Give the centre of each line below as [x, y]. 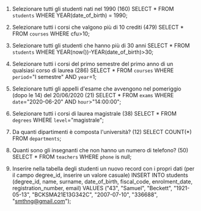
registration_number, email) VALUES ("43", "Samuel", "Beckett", [92, 188]
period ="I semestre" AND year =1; [54, 77]
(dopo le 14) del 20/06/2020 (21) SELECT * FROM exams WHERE [93, 95]
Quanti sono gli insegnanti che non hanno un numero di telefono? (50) [100, 150]
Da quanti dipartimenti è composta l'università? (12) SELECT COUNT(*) [102, 132]
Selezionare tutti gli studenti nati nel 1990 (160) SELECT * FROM [93, 9]
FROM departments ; [37, 138]
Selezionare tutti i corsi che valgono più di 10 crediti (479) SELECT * [98, 27]
